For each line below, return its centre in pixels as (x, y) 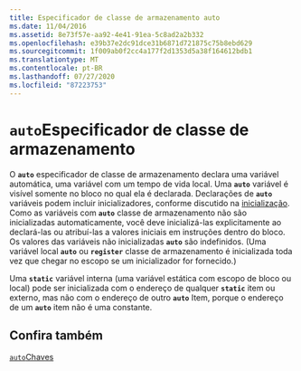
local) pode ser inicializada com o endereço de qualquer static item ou (142, 288)
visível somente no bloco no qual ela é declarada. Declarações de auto (141, 193)
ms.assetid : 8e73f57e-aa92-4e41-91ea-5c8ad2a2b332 (107, 34)
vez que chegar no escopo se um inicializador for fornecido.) (123, 261)
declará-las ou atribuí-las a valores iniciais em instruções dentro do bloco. (148, 232)
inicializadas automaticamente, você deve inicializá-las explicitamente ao (146, 222)
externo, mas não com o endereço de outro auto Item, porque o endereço (146, 297)
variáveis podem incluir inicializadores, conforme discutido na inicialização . (150, 203)
